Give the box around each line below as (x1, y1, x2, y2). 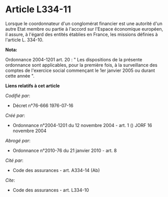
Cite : (5, 177, 15, 183)
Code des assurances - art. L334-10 (12, 187, 89, 193)
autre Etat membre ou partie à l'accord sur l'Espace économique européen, (5, 26, 163, 32)
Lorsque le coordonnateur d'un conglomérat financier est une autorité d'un (5, 20, 163, 27)
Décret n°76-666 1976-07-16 (12, 102, 74, 108)
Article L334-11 (5, 4, 71, 15)
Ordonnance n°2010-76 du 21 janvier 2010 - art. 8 (12, 147, 117, 154)
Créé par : (5, 112, 25, 118)
